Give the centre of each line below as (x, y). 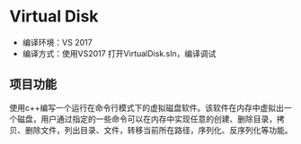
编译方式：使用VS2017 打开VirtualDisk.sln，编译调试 (119, 53)
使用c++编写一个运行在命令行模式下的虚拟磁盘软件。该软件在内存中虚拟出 (147, 107)
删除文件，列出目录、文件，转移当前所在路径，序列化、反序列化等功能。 (159, 130)
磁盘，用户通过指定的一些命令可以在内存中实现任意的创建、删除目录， (146, 119)
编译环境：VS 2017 (57, 42)
